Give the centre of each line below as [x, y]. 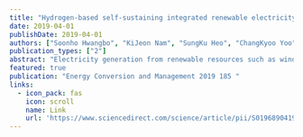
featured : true [38, 68]
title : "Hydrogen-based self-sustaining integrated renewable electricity [153, 18]
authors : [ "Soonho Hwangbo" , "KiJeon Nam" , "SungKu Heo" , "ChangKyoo [143, 43]
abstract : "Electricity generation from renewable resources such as [143, 59]
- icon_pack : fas [50, 93]
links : [22, 85]
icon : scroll [50, 101]
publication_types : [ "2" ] [58, 51]
